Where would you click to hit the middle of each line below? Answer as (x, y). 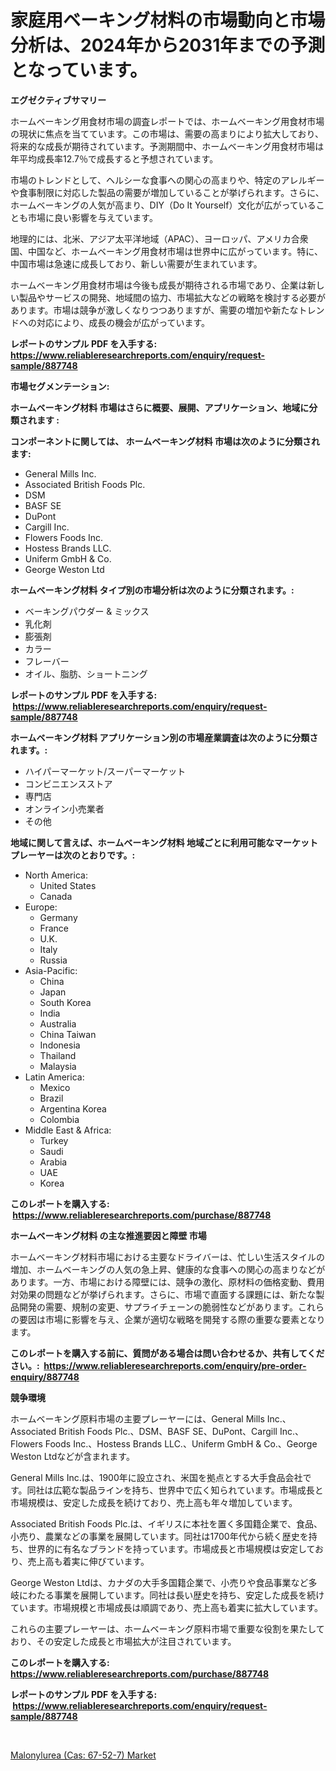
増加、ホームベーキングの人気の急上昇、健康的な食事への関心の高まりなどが (168, 1269)
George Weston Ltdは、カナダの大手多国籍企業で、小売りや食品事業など (159, 1582)
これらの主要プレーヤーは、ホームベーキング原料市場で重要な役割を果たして (167, 1628)
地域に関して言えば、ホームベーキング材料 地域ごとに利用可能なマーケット (164, 842)
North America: (56, 875)
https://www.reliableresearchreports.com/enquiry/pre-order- (175, 1365)
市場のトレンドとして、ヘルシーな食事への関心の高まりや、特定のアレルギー (167, 180)
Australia (58, 1023)
